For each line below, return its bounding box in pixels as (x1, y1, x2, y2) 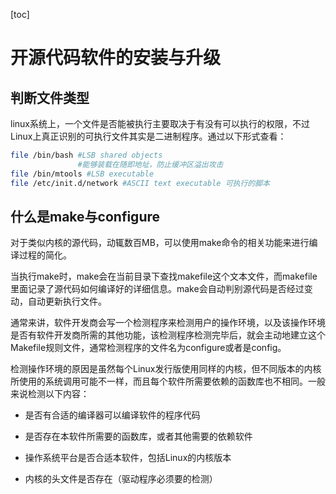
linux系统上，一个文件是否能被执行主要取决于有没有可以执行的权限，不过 (10, 118, 310, 129)
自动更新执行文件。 (27, 295, 107, 308)
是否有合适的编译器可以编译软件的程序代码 (24, 409, 201, 421)
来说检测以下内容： (10, 388, 90, 400)
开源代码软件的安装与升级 (10, 47, 222, 69)
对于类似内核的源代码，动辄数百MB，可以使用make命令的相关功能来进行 (10, 237, 310, 249)
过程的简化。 (18, 249, 72, 261)
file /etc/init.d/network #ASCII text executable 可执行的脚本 (10, 178, 270, 188)
